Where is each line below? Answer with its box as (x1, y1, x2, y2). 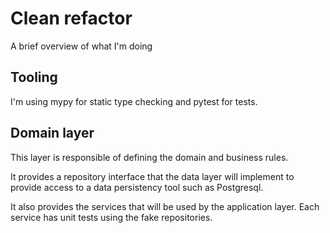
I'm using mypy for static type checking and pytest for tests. (10, 95, 258, 107)
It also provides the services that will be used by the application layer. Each (10, 200, 320, 212)
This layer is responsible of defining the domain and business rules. (10, 151, 289, 163)
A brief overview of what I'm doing (10, 40, 153, 52)
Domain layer (10, 125, 95, 142)
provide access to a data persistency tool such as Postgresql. (10, 181, 264, 193)
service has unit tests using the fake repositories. (10, 211, 213, 223)
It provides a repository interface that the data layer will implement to (10, 170, 295, 182)
